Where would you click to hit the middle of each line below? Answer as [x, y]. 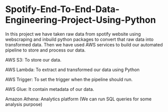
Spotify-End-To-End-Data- [63, 9]
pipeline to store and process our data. [45, 50]
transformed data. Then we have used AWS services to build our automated [84, 44]
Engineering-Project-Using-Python [81, 20]
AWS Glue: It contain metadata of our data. [50, 89]
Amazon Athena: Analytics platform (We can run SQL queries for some [78, 99]
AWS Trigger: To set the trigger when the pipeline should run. [69, 79]
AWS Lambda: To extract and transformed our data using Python [72, 70]
